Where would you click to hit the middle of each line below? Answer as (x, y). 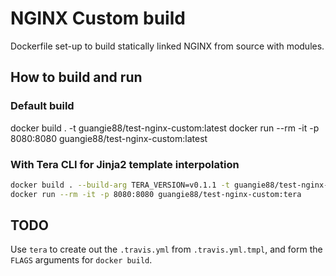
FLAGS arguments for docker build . (81, 260)
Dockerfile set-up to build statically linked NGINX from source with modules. (167, 46)
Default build (42, 106)
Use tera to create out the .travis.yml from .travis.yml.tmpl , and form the (166, 249)
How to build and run (76, 77)
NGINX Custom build (98, 18)
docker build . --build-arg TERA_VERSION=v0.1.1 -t (120, 185)
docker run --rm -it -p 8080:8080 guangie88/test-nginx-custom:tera (156, 194)
